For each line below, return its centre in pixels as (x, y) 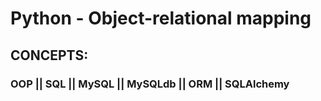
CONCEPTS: (49, 55)
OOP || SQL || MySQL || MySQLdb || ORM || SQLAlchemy (150, 84)
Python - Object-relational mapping (161, 18)
